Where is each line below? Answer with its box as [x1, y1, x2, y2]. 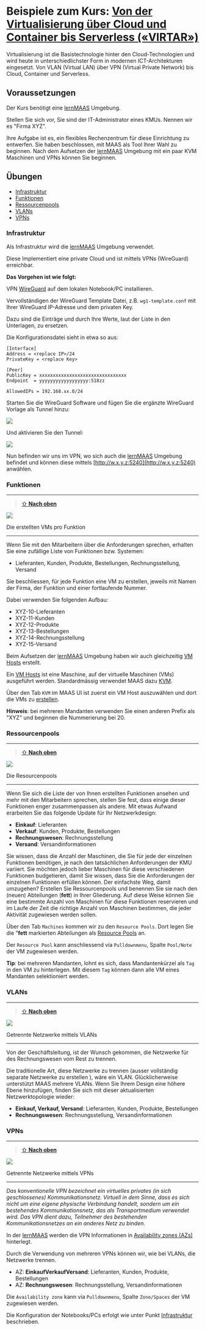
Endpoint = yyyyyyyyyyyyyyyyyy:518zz [6, 378, 105, 384]
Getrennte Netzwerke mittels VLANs [6, 1031, 98, 1038]
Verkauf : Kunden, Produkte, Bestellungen [15, 828, 120, 835]
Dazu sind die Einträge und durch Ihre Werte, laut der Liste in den [6, 315, 171, 323]
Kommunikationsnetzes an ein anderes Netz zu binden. [6, 1220, 146, 1227]
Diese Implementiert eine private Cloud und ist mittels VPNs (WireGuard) [6, 255, 189, 262]
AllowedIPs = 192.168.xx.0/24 [6, 388, 84, 394]
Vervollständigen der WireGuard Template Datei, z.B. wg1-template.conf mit [6, 297, 196, 304]
